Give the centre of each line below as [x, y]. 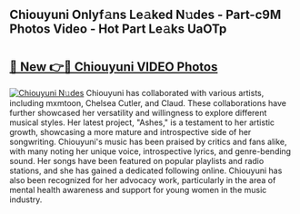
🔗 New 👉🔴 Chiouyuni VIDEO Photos [114, 67]
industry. [26, 199]
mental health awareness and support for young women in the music [138, 190]
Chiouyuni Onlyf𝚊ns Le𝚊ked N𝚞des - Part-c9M [145, 15]
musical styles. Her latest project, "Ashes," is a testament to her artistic [142, 122]
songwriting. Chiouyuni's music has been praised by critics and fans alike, [149, 141]
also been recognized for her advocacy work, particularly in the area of [143, 180]
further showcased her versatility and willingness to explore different [138, 113]
